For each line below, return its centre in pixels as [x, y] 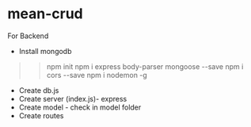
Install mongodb [45, 51]
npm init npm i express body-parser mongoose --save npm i [145, 66]
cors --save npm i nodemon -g [97, 75]
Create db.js [39, 90]
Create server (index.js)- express [73, 98]
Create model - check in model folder [80, 107]
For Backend [28, 36]
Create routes [41, 115]
